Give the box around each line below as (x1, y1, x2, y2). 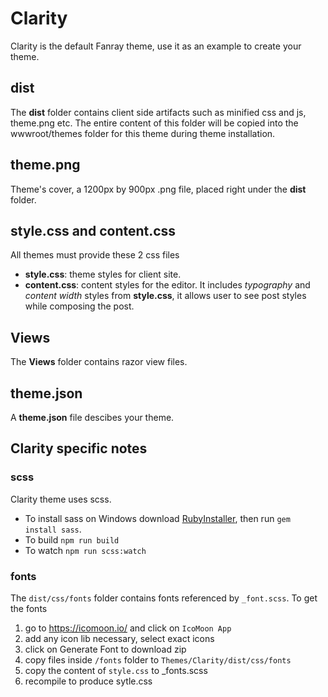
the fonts (10, 602, 48, 614)
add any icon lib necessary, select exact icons (24, 632, 215, 644)
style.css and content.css (10, 222, 177, 239)
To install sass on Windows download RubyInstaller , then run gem (24, 512, 291, 524)
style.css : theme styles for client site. (24, 268, 182, 281)
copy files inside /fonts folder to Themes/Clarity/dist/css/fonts (24, 653, 292, 666)
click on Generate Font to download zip (24, 643, 187, 655)
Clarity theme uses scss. (10, 493, 112, 505)
